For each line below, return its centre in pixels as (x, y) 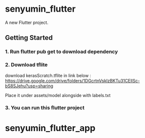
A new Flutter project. (27, 22)
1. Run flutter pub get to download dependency (62, 52)
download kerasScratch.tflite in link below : (48, 75)
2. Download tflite (26, 65)
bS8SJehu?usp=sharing (29, 86)
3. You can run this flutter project (45, 108)
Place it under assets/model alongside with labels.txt (58, 95)
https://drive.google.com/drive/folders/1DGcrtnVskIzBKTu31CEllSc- (72, 80)
